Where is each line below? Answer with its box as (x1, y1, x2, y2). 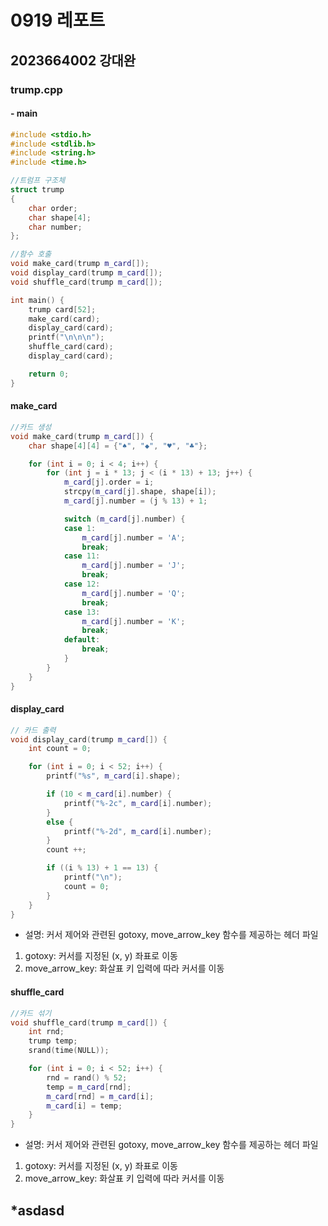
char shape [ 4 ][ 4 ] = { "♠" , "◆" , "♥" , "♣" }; (28, 441, 208, 451)
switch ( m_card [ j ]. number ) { (63, 514, 186, 524)
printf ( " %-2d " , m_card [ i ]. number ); (63, 826, 213, 836)
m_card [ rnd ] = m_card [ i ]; (46, 1091, 155, 1101)
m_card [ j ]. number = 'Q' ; (81, 588, 186, 598)
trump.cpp (10, 82, 63, 96)
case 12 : (63, 579, 101, 590)
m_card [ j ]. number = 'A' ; (81, 532, 186, 543)
